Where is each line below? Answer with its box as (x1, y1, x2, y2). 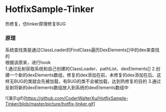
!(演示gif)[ (5, 95, 26, 101)
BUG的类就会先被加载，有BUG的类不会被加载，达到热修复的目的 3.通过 (14, 78, 161, 84)
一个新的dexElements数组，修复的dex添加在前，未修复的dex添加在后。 (9, 72, 157, 78)
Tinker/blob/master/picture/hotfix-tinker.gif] (5, 101, 95, 107)
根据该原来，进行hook (5, 59, 51, 66)
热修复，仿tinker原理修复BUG (5, 21, 66, 27)
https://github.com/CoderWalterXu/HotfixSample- (25, 95, 128, 101)
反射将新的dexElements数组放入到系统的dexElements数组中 (5, 84, 129, 91)
